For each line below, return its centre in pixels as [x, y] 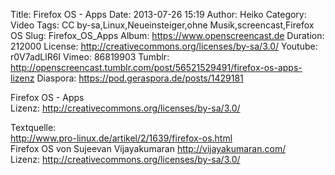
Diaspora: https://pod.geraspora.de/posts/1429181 [140, 78]
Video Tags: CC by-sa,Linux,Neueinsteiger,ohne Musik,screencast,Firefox [162, 25]
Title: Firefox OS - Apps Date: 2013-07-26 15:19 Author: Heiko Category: [158, 14]
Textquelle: [33, 127]
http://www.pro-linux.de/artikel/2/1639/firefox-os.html [121, 138]
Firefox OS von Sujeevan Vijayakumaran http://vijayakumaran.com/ [148, 148]
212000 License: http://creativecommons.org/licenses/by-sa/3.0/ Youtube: [164, 46]
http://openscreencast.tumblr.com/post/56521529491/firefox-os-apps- [156, 67]
